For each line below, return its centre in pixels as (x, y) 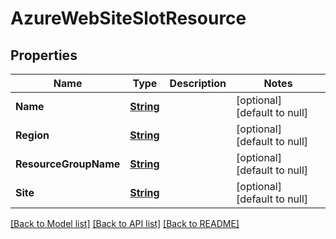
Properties (44, 55)
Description (198, 83)
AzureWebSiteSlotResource (128, 18)
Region (32, 135)
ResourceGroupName (68, 164)
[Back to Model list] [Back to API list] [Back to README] (125, 223)
